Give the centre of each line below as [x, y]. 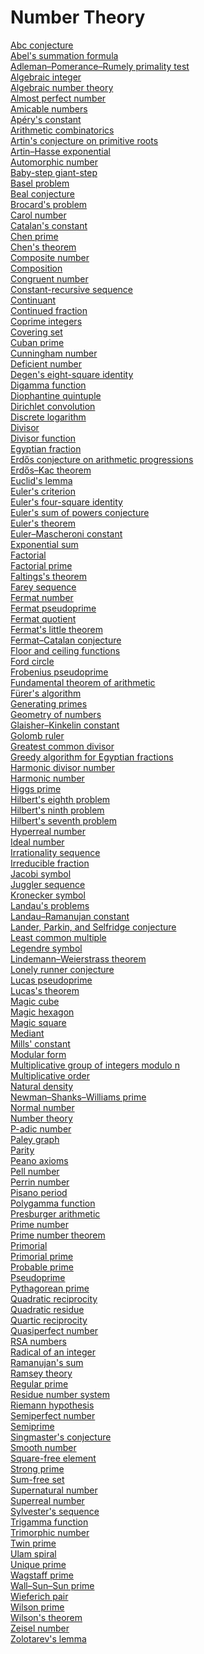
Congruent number [49, 278]
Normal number [42, 1107]
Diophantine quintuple [56, 395]
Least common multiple [58, 937]
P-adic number [41, 1128]
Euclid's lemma [41, 480]
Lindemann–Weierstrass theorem [78, 958]
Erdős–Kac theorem [51, 470]
